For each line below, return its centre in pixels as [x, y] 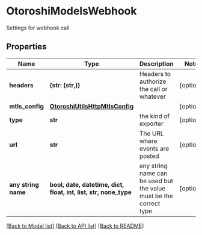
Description [156, 63]
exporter [151, 124]
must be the [156, 196]
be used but [156, 181]
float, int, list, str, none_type [91, 192]
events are [154, 148]
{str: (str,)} [65, 85]
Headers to [155, 74]
